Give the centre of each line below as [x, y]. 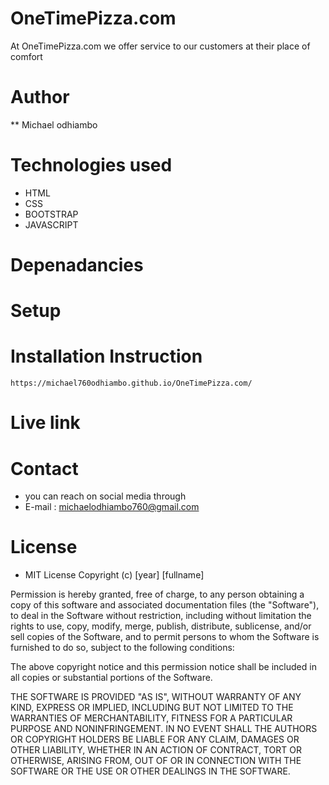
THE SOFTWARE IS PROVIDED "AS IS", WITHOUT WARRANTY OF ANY [156, 697]
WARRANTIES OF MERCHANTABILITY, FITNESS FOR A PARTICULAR [151, 718]
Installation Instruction [106, 356]
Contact [44, 468]
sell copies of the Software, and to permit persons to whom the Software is [165, 637]
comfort [26, 56]
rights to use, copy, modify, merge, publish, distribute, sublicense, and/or [161, 626]
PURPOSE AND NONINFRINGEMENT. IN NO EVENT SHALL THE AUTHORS [164, 729]
